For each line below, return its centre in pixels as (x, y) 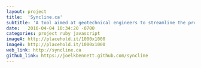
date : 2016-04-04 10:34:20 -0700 (51, 28)
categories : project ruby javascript (53, 34)
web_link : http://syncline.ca (44, 50)
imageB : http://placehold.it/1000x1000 (56, 45)
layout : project (26, 12)
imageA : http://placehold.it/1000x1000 (56, 39)
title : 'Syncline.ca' (34, 17)
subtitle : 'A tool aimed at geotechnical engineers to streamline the (96, 22)
